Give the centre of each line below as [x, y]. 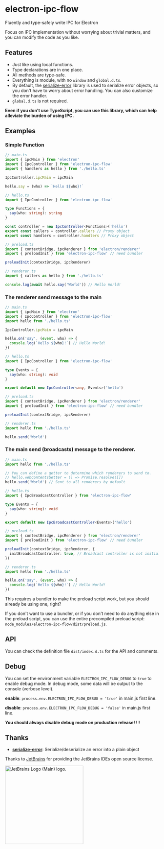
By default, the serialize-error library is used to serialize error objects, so [85, 85]
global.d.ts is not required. [40, 101]
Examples [20, 131]
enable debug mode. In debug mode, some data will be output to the [74, 684]
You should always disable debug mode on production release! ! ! [72, 722]
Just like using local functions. [42, 64]
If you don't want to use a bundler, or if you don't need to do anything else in [82, 613]
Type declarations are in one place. [47, 70]
